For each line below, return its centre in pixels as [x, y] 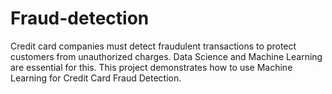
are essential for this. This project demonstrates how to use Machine [151, 67]
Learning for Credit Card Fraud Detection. [96, 78]
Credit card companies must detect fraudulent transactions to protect [153, 46]
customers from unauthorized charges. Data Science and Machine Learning [166, 56]
